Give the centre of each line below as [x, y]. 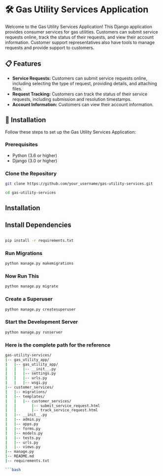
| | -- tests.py [23, 438]
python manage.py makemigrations [39, 263]
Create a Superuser [29, 299]
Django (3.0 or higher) [35, 161]
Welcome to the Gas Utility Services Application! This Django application [79, 26]
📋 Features [23, 64]
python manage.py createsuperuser [41, 309]
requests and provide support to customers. [50, 47]
